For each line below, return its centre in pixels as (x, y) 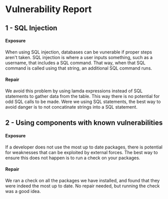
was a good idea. (23, 191)
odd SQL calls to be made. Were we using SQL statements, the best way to (83, 102)
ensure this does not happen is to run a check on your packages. (73, 158)
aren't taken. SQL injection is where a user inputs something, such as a (79, 57)
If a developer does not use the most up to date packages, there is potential (84, 147)
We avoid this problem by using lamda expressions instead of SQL (74, 91)
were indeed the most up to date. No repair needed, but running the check (82, 186)
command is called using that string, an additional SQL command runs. (79, 68)
